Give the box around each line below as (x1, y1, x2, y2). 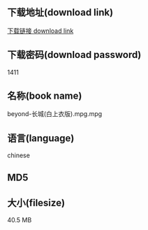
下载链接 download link (7, 27, 74, 35)
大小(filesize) (7, 197, 65, 209)
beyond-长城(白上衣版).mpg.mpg (7, 110, 103, 118)
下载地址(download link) (7, 6, 114, 19)
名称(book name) (7, 90, 82, 102)
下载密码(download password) (7, 49, 142, 61)
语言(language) (7, 132, 75, 144)
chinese (7, 151, 30, 159)
